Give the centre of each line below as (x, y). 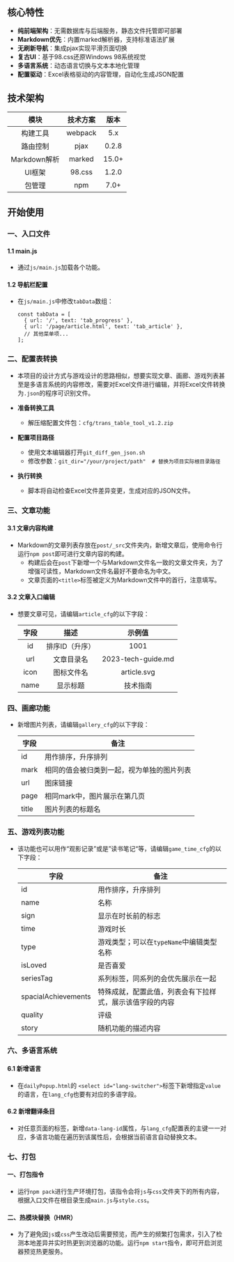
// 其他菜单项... (46, 334)
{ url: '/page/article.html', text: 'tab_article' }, (103, 327)
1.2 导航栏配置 (28, 284)
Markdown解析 (35, 159)
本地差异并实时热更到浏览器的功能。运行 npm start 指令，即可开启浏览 (123, 1243)
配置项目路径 (36, 437)
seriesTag (37, 978)
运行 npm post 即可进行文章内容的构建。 (73, 553)
